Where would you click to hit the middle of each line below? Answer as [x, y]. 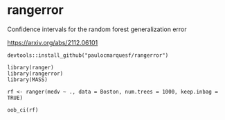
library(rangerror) [35, 74]
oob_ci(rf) [23, 110]
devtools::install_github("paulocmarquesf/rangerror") [88, 55]
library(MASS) [28, 79]
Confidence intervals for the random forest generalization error [97, 29]
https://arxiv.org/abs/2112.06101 [53, 42]
